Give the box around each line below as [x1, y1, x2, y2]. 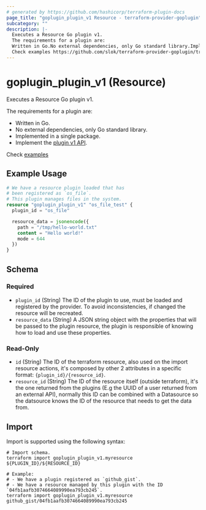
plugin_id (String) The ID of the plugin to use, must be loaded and [15, 296, 183, 303]
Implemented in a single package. [15, 132, 101, 140]
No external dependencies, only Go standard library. [15, 126, 148, 133]
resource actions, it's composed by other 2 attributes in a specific [15, 365, 182, 372]
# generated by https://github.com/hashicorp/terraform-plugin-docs [6, 9, 185, 15]
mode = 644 [17, 235, 45, 242]
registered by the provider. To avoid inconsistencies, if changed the [15, 303, 186, 310]
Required [6, 283, 34, 291]
